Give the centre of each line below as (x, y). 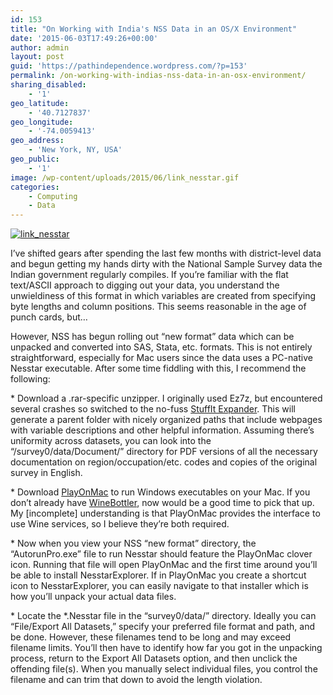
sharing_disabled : (48, 85)
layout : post (37, 57)
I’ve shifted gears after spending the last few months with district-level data (166, 253)
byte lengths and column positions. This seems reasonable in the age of (158, 307)
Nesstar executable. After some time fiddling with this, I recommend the (158, 368)
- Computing (53, 196)
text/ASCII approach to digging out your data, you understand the (145, 285)
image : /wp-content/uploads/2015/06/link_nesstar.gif (125, 177)
